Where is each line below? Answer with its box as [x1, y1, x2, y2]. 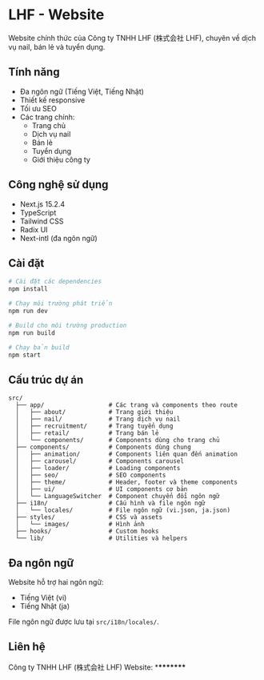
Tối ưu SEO [19, 103, 58, 113]
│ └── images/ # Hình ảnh [15, 521, 146, 529]
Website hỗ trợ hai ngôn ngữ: [8, 577, 104, 586]
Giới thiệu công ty [31, 155, 90, 164]
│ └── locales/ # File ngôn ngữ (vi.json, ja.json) [15, 506, 230, 514]
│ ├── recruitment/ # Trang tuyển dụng [15, 422, 174, 430]
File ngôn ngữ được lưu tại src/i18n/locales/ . [8, 617, 160, 626]
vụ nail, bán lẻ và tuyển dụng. [8, 42, 106, 51]
